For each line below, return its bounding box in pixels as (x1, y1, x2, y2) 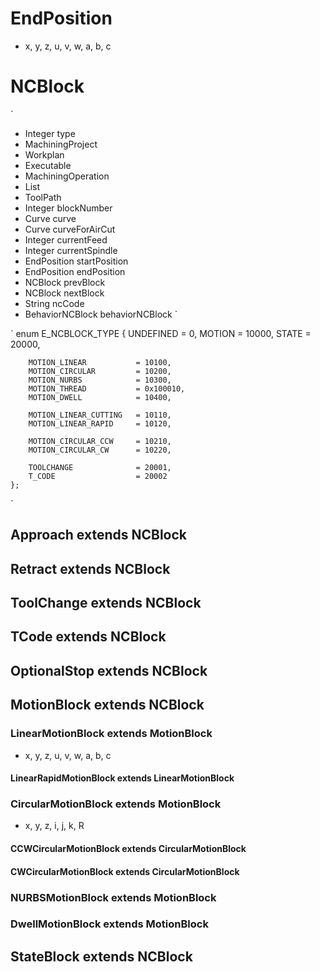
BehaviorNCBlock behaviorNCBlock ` (24, 308, 178, 320)
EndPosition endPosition (24, 265, 126, 277)
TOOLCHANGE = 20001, (28, 462, 172, 472)
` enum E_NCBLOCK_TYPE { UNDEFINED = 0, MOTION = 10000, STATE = (10, 327, 312, 339)
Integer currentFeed (24, 233, 108, 246)
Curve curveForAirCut (24, 223, 116, 235)
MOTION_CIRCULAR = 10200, (28, 366, 172, 376)
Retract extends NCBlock (10, 560, 171, 577)
